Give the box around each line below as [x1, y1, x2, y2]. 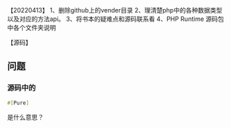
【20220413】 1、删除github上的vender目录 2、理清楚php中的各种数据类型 [7, 6, 223, 14]
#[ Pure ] [7, 99, 30, 106]
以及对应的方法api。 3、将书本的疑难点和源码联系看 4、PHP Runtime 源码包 [7, 15, 224, 23]
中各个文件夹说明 [7, 24, 56, 31]
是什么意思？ [7, 113, 44, 121]
